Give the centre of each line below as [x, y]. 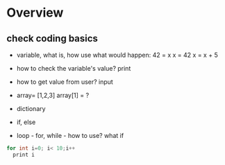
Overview [35, 13]
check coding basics [52, 38]
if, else [26, 122]
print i [24, 155]
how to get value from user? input [65, 82]
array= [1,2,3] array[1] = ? [53, 95]
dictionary [31, 108]
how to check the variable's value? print [74, 68]
